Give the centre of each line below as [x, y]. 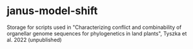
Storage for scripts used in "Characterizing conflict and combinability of [94, 27]
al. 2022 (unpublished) [34, 40]
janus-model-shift [52, 11]
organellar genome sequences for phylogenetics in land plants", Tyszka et [97, 33]
